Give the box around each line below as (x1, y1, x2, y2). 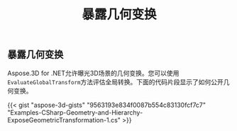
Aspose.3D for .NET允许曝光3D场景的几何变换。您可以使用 (7, 69, 180, 77)
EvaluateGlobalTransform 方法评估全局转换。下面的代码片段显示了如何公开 (7, 77, 224, 86)
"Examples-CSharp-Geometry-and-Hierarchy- (7, 108, 143, 117)
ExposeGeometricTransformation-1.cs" (7, 115, 121, 124)
